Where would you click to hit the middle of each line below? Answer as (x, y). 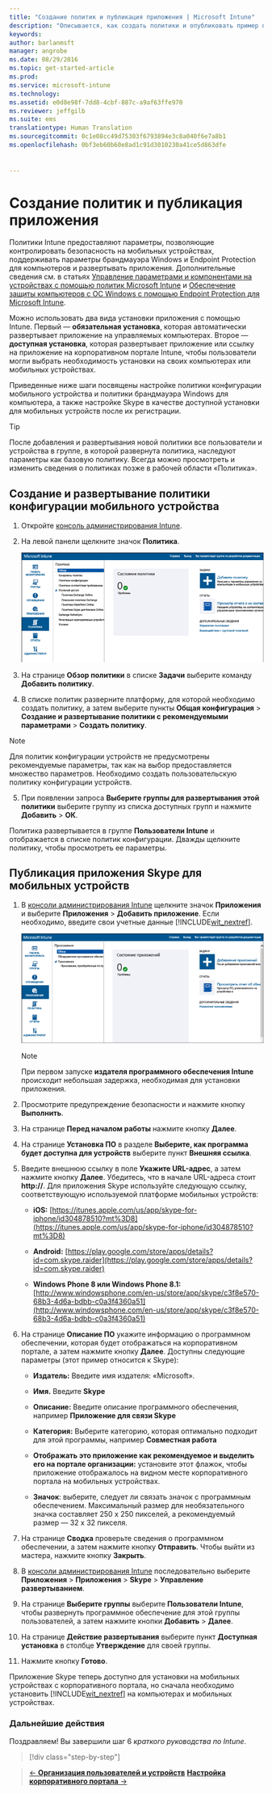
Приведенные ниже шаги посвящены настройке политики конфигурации (135, 385)
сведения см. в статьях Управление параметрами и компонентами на (131, 277)
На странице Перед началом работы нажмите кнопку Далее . (129, 1129)
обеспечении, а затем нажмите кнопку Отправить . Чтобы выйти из (138, 1547)
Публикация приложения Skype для (106, 873)
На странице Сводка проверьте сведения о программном (122, 1539)
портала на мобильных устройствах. (96, 1481)
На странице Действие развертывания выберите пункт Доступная (139, 1637)
